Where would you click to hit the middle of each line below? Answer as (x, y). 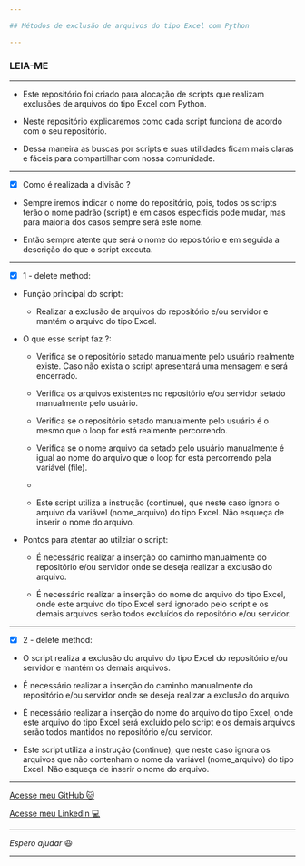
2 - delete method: (57, 640)
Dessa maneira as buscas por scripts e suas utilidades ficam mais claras (158, 148)
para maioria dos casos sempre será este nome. (113, 222)
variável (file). (62, 468)
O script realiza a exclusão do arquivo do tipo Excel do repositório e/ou (155, 658)
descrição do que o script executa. (88, 249)
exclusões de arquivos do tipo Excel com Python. (114, 103)
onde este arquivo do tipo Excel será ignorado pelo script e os (152, 604)
